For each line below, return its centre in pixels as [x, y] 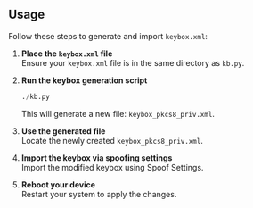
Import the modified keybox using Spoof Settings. [112, 167]
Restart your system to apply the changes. [99, 194]
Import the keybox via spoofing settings [97, 158]
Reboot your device [58, 184]
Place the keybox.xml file [67, 54]
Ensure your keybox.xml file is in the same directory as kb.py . [133, 62]
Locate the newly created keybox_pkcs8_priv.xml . [112, 140]
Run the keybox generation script [84, 80]
